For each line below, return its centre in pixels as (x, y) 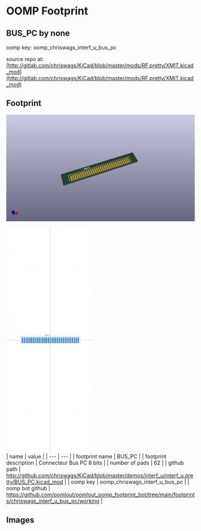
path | (13, 469)
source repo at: (25, 59)
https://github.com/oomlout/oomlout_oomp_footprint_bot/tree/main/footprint (100, 494)
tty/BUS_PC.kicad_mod (35, 482)
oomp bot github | (28, 488)
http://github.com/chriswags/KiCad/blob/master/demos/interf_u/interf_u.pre (100, 476)
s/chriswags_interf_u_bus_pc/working (53, 501)
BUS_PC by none (38, 33)
